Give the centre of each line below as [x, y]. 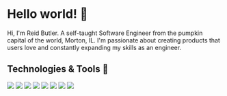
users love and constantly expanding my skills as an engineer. [94, 47]
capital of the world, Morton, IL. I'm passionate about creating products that [114, 40]
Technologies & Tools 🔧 [58, 69]
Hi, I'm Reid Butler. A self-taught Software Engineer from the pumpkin [105, 33]
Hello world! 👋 [48, 14]
